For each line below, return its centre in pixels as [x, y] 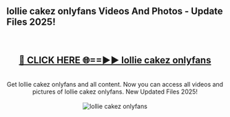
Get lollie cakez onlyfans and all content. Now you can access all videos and [115, 84]
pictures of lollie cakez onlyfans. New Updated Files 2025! [115, 92]
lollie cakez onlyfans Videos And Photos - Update [115, 11]
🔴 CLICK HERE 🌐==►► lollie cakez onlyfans [115, 60]
